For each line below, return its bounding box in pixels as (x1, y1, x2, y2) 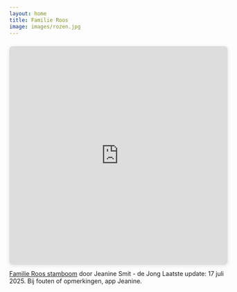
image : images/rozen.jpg (9, 23, 81, 30)
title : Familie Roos (9, 17, 69, 24)
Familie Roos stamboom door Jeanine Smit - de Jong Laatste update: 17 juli (9, 270, 224, 278)
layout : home (9, 10, 47, 17)
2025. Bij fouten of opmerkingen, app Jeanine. (9, 277, 142, 285)
